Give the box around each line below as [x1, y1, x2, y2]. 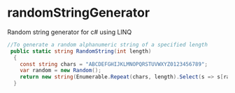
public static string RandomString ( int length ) [10, 47, 152, 55]
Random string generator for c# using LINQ [7, 28, 132, 36]
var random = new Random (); [20, 67, 101, 74]
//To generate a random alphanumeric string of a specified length [7, 41, 208, 48]
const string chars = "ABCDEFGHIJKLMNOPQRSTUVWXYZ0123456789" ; [20, 60, 208, 67]
